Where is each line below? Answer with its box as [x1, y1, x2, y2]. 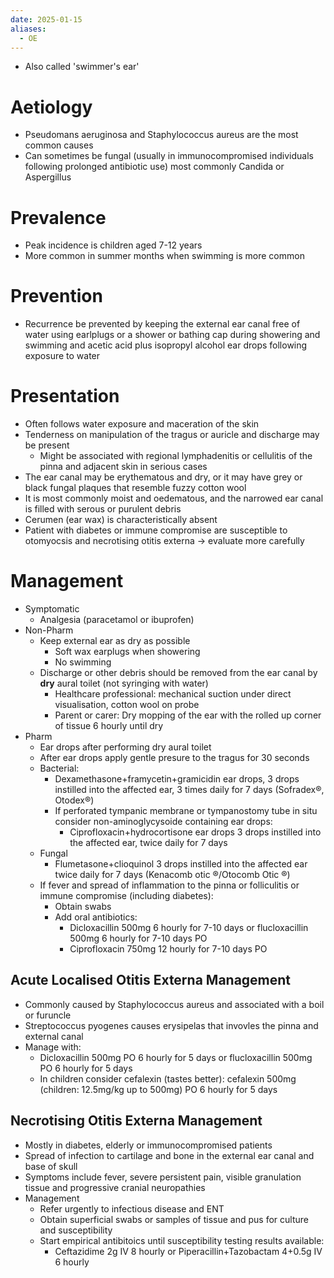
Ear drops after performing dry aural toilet [39, 741, 212, 753]
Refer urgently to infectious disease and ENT [39, 1202, 225, 1215]
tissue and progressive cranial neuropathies [24, 1181, 206, 1193]
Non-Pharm [24, 624, 74, 636]
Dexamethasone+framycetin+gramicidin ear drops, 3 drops [54, 773, 300, 785]
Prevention [10, 285, 103, 308]
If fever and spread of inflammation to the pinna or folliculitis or [39, 879, 300, 891]
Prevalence [10, 206, 107, 229]
